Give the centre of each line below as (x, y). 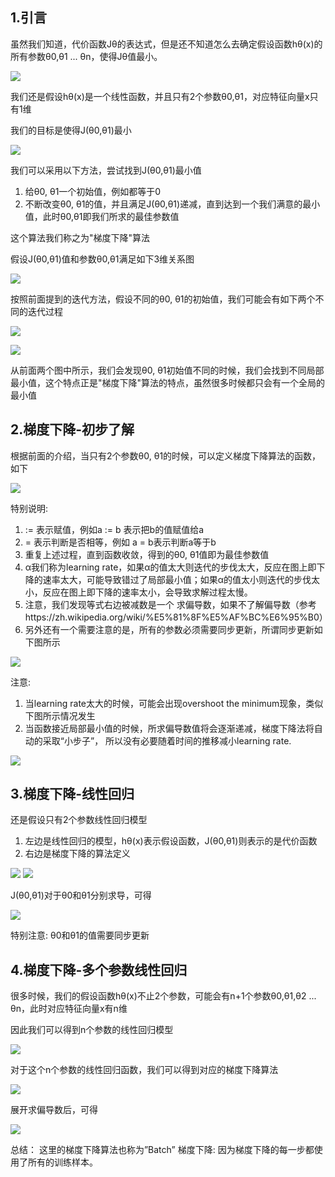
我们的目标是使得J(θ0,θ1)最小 (71, 130)
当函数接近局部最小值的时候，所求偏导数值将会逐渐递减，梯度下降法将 (169, 728)
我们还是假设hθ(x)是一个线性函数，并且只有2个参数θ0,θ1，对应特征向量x (160, 96)
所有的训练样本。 (62, 1162)
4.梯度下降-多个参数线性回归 (99, 969)
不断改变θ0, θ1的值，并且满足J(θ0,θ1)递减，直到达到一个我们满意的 (163, 204)
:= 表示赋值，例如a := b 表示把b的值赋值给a (114, 529)
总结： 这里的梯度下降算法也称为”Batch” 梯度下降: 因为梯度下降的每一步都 (162, 1150)
